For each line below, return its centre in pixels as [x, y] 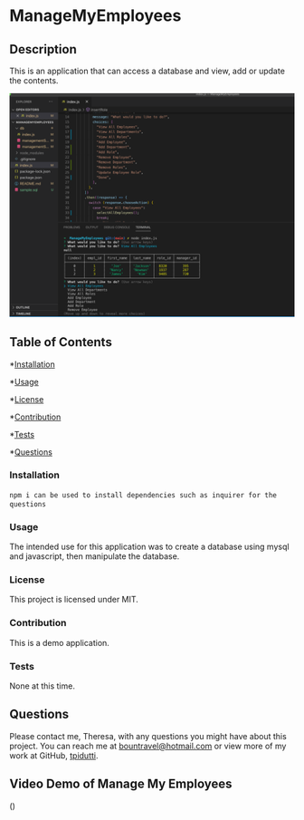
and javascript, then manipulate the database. [95, 556]
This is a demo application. [60, 642]
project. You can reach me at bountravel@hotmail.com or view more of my [148, 746]
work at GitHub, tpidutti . [54, 755]
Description [43, 49]
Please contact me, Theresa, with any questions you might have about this [148, 736]
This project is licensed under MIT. [74, 600]
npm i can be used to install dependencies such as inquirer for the [143, 495]
